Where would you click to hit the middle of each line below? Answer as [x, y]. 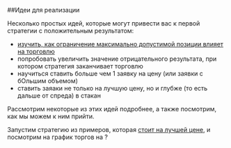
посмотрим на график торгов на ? [58, 137]
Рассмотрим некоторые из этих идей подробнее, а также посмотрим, [112, 109]
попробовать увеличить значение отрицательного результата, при [117, 59]
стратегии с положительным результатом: [71, 31]
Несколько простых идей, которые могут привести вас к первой [104, 23]
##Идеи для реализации [43, 10]
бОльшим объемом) [48, 81]
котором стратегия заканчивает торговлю [80, 66]
